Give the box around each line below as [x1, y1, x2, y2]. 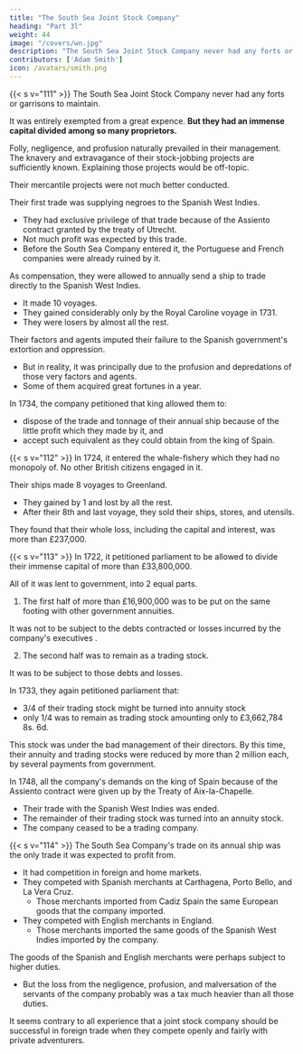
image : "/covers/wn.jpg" [9, 38, 103, 48]
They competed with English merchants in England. [22, 915, 214, 926]
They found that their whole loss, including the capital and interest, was [9, 523, 276, 534]
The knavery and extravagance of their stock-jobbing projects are [9, 152, 255, 163]
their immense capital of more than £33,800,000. [9, 560, 193, 571]
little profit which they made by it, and [22, 425, 164, 436]
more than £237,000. [9, 533, 88, 544]
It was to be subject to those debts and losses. [9, 667, 184, 678]
